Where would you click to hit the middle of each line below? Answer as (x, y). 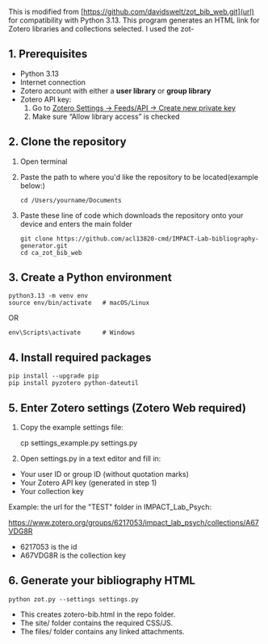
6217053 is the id (48, 547)
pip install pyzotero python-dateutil (73, 383)
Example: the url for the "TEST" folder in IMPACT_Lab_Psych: (110, 507)
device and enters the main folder (76, 224)
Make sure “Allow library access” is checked (106, 116)
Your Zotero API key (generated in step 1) (88, 483)
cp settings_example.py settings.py (79, 443)
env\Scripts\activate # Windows (72, 333)
